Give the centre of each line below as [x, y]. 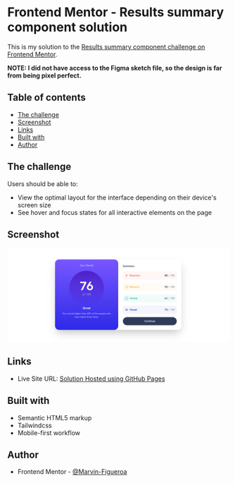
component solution [68, 27]
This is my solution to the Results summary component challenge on [106, 47]
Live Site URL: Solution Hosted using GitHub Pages [91, 379]
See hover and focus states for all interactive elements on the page [115, 212]
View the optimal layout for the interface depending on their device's [117, 197]
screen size [34, 204]
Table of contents [46, 98]
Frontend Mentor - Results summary [116, 12]
